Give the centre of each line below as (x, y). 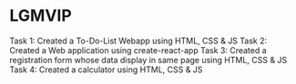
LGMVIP (41, 16)
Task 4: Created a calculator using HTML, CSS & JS (106, 70)
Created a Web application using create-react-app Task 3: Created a (138, 50)
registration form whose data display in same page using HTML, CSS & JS (148, 60)
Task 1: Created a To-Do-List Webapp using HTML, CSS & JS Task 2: (138, 41)
